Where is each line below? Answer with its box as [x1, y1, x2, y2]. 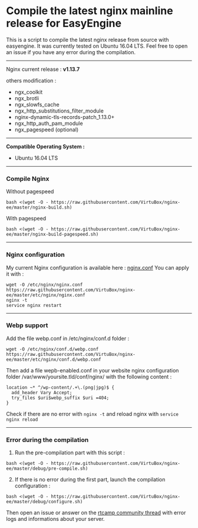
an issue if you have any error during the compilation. [6, 48, 136, 55]
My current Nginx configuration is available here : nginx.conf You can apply [6, 264, 190, 271]
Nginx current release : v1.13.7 [6, 65, 80, 72]
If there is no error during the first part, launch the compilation [14, 476, 166, 483]
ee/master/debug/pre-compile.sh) [6, 466, 88, 472]
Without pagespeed [6, 188, 54, 195]
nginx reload [6, 417, 38, 423]
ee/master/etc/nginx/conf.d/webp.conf [6, 357, 101, 362]
